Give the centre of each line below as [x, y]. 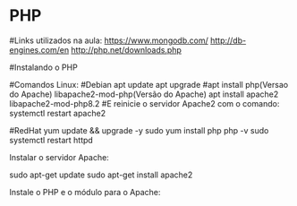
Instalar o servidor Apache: [59, 157]
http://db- [228, 40]
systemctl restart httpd [51, 140]
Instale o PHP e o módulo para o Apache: [85, 192]
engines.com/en [39, 49]
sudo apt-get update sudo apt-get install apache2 [101, 175]
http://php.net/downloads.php [126, 49]
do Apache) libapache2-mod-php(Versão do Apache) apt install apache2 [144, 94]
